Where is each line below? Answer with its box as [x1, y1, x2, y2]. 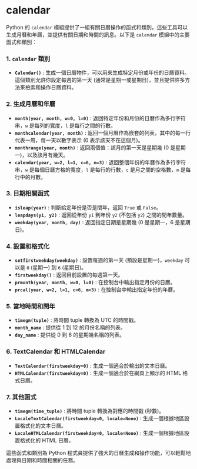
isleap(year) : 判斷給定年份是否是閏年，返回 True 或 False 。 [14, 204, 162, 211]
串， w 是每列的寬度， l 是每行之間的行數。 [14, 122, 116, 129]
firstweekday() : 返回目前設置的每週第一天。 [14, 271, 123, 278]
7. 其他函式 [6, 393, 36, 401]
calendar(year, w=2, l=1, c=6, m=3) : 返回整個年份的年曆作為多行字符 [14, 158, 186, 165]
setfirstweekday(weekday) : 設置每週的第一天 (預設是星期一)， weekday [14, 257, 183, 264]
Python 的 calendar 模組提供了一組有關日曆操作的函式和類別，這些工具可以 [6, 24, 188, 31]
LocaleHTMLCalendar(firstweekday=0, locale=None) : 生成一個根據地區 [14, 430, 185, 437]
